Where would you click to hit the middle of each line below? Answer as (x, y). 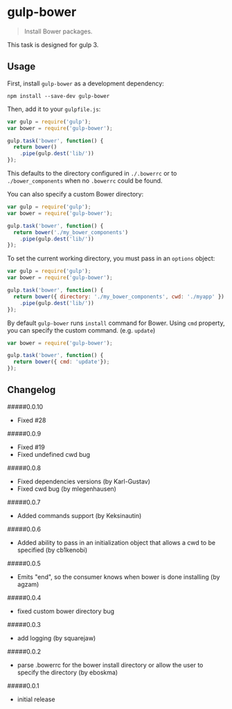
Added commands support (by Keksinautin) (79, 515)
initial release (36, 699)
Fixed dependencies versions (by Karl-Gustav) (84, 481)
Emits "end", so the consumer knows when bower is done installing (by (118, 576)
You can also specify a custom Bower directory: (75, 194)
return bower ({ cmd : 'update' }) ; (62, 362)
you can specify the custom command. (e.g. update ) (81, 330)
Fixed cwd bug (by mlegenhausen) (66, 489)
